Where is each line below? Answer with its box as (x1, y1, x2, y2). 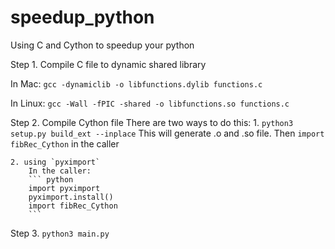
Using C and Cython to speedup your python (10, 39, 195, 51)
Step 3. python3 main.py (10, 227, 110, 239)
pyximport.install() (28, 192, 114, 202)
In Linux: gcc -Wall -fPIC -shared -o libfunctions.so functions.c (10, 97, 290, 109)
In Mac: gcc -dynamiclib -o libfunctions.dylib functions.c (10, 77, 263, 90)
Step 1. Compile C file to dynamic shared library (10, 58, 207, 70)
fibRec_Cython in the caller (10, 137, 120, 150)
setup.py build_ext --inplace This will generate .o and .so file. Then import (10, 127, 325, 139)
